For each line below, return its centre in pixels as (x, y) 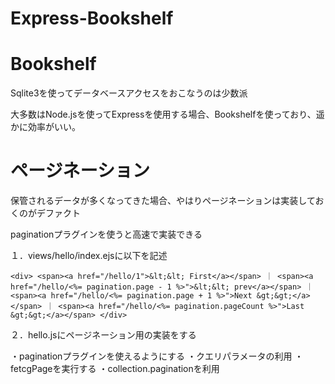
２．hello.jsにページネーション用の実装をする (103, 335)
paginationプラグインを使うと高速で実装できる (106, 234)
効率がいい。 (54, 127)
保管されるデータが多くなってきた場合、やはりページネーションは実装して (163, 201)
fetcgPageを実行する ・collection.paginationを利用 (115, 369)
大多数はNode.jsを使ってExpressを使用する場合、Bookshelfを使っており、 (163, 114)
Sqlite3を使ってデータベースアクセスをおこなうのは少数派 (129, 93)
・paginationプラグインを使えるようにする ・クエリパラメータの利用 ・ (157, 356)
